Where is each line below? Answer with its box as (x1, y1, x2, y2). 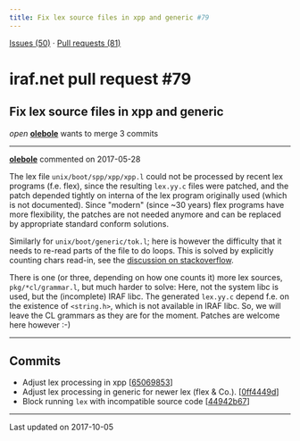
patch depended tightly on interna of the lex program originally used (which (9, 189, 287, 201)
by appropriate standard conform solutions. (9, 218, 170, 229)
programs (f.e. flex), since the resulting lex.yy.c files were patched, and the (9, 180, 289, 191)
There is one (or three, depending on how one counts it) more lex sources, (9, 271, 283, 282)
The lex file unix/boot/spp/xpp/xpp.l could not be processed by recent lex (9, 171, 284, 181)
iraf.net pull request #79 (9, 69, 192, 89)
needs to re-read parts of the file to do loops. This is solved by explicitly (9, 245, 274, 255)
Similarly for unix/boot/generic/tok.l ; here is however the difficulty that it (9, 236, 282, 246)
